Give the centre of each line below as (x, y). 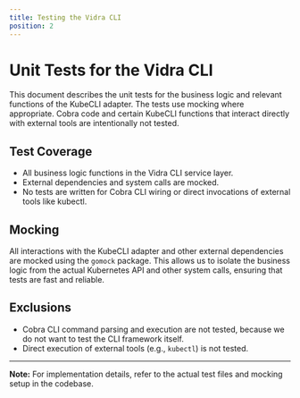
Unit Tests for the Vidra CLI (111, 70)
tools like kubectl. (54, 201)
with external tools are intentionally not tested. (94, 123)
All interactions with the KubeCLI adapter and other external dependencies (146, 251)
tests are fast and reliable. (57, 280)
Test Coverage (51, 152)
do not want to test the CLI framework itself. (103, 339)
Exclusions (40, 308)
